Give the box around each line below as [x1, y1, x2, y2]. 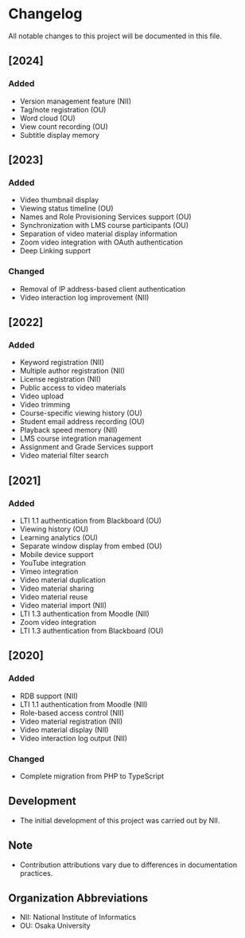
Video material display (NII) [19, 724, 109, 734]
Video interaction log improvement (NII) [19, 292, 150, 302]
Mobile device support [19, 549, 94, 559]
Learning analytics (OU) [19, 532, 98, 542]
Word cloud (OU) [19, 113, 76, 123]
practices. [19, 868, 53, 877]
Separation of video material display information [19, 229, 177, 239]
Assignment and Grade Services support [19, 442, 154, 452]
